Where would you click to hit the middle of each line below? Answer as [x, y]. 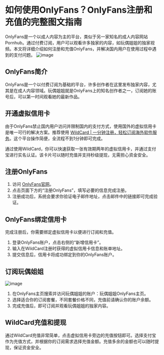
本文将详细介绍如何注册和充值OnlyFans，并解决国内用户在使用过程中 [83, 49]
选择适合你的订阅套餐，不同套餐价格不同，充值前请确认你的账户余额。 [83, 300]
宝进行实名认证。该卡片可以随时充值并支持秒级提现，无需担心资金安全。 [78, 155]
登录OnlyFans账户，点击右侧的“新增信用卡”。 [58, 242]
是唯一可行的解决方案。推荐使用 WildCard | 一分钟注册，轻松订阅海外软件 [79, 132]
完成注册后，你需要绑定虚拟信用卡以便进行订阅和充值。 [61, 232]
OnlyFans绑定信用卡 [36, 219]
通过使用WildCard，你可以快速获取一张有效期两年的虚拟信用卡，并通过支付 [81, 149]
